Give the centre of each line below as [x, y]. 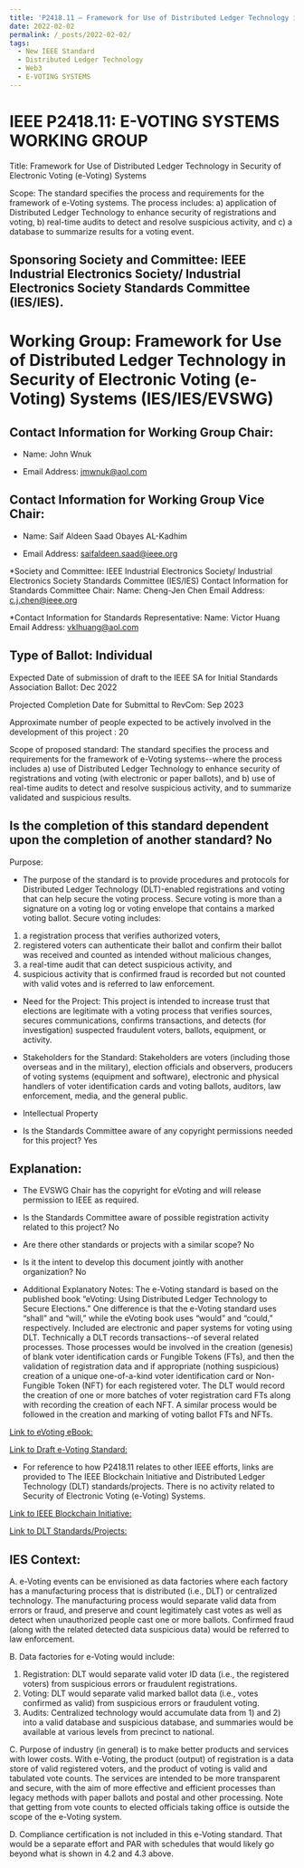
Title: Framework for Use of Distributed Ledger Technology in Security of [146, 166]
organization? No [54, 1272]
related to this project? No [71, 1227]
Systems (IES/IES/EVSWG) [171, 399]
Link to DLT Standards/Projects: [68, 1531]
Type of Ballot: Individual [81, 656]
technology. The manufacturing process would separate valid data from [143, 1601]
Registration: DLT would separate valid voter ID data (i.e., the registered [156, 1674]
